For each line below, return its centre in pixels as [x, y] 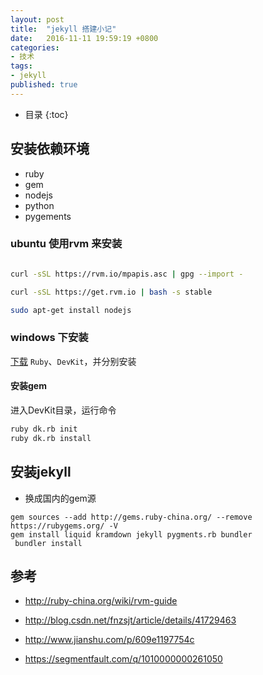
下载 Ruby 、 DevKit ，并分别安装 [73, 361]
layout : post [37, 19]
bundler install [48, 543]
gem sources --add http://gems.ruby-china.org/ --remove [131, 517]
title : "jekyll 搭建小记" [63, 29]
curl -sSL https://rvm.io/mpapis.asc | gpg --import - [127, 274]
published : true [44, 85]
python [39, 205]
